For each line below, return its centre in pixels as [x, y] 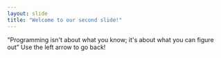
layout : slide [28, 13]
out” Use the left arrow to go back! [56, 47]
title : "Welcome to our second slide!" [65, 20]
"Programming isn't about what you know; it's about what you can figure [111, 39]
